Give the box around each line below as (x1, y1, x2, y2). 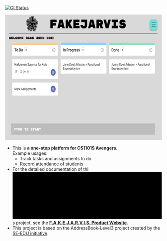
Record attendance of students (19, 161, 83, 167)
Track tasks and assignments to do (19, 156, 92, 162)
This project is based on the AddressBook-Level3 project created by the (12, 225, 161, 231)
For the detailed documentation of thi (12, 166, 88, 172)
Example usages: (12, 150, 48, 156)
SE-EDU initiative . (12, 230, 49, 236)
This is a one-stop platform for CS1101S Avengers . (12, 145, 118, 151)
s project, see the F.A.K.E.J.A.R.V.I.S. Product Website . (12, 220, 128, 226)
